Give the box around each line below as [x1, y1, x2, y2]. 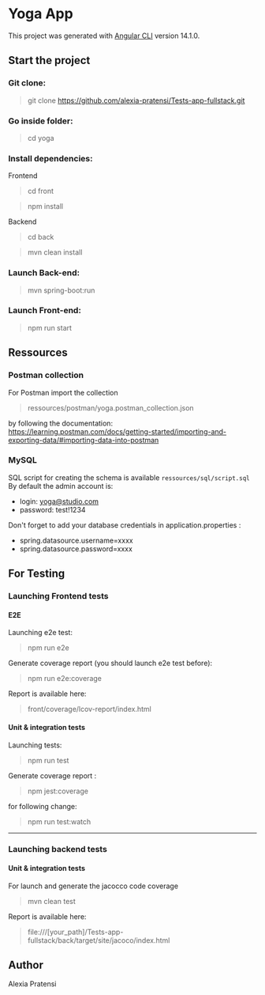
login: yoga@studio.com [19, 496, 99, 506]
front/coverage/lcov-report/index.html [27, 705, 151, 714]
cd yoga [27, 133, 54, 142]
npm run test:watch [27, 816, 91, 827]
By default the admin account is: [8, 481, 114, 490]
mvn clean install [27, 248, 83, 257]
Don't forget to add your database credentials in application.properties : [8, 520, 241, 530]
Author [8, 959, 43, 972]
